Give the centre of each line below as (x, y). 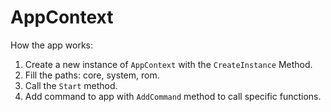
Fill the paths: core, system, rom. (92, 75)
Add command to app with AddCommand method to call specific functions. (173, 96)
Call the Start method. (71, 85)
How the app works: (52, 45)
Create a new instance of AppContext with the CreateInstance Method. (168, 64)
